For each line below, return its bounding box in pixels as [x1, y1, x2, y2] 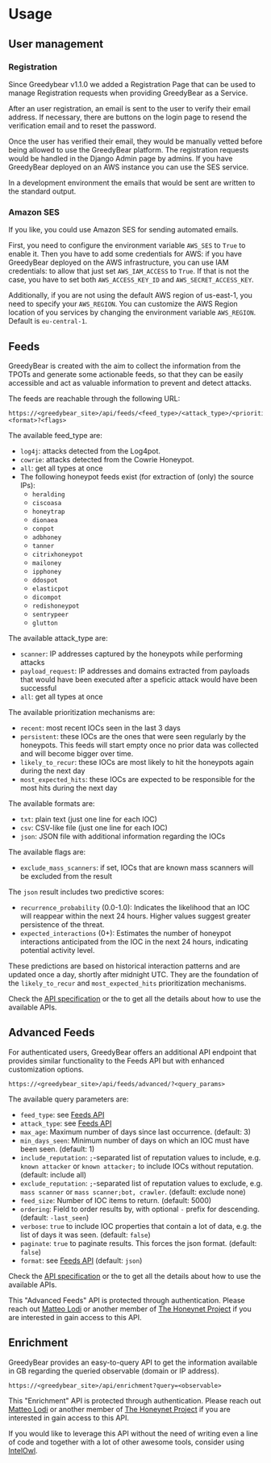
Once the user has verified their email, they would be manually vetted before [8, 136, 263, 146]
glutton [31, 619, 58, 627]
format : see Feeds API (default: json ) [19, 1256, 143, 1265]
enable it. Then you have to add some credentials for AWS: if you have [8, 249, 242, 259]
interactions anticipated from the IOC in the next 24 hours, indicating [19, 937, 248, 947]
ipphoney [31, 567, 62, 575]
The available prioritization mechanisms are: [8, 707, 156, 717]
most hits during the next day [19, 783, 118, 792]
